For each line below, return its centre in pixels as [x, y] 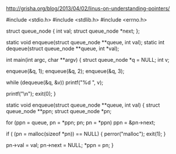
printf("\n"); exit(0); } [31, 94]
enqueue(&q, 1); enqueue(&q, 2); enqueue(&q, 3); [65, 71]
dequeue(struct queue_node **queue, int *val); [63, 48]
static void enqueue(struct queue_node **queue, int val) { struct [83, 105]
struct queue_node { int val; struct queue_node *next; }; [73, 31]
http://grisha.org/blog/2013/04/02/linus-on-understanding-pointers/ [88, 8]
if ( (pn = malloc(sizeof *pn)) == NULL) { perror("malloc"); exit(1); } [86, 134]
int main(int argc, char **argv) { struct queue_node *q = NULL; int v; [88, 60]
